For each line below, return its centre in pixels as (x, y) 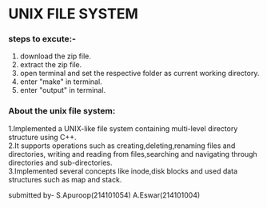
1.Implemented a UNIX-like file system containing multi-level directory (123, 128)
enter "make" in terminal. (61, 82)
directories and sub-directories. (60, 162)
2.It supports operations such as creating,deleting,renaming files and (122, 146)
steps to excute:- (42, 39)
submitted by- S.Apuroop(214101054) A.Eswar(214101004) (104, 195)
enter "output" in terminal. (63, 90)
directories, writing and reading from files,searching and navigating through (133, 154)
